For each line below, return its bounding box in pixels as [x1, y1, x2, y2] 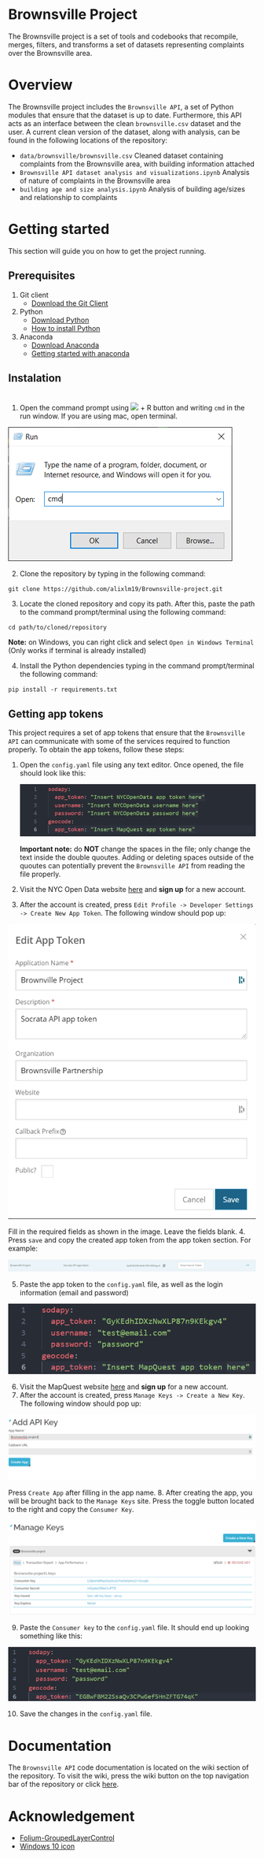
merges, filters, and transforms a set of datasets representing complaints [8, 39, 245, 49]
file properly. [19, 869, 61, 879]
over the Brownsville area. [8, 48, 93, 58]
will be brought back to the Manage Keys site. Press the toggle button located [8, 1496, 255, 1506]
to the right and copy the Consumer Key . [8, 1504, 134, 1514]
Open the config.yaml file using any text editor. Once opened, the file [19, 760, 244, 770]
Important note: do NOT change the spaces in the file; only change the [19, 845, 251, 854]
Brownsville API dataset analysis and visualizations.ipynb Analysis [19, 167, 250, 177]
